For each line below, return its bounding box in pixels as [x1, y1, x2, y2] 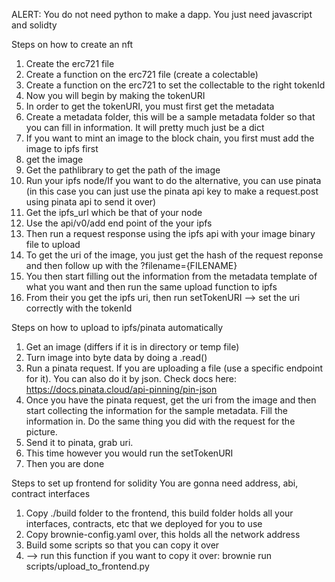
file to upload [25, 239, 81, 250]
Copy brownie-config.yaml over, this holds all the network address [25, 529, 301, 540]
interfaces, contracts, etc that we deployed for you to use [25, 518, 263, 529]
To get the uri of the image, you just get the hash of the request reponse [25, 249, 324, 261]
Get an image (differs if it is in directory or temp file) [25, 341, 240, 353]
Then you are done [25, 458, 105, 469]
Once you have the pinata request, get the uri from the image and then [25, 394, 317, 406]
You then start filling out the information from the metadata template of [25, 270, 318, 282]
